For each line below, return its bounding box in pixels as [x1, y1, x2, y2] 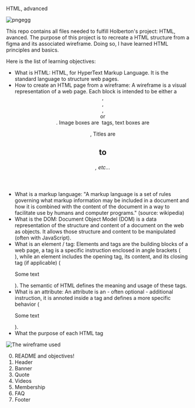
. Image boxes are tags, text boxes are [56, 119, 150, 126]
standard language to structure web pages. [14, 76, 119, 82]
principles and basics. [6, 46, 59, 53]
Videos [14, 377, 32, 384]
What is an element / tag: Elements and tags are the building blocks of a [14, 240, 189, 247]
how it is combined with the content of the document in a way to [14, 203, 170, 210]
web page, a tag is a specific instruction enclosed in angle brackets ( [14, 247, 181, 254]
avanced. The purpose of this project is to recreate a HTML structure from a [6, 34, 190, 41]
